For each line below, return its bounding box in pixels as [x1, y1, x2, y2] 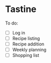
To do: [5, 20, 18, 26]
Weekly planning [12, 46, 47, 53]
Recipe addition [12, 41, 45, 47]
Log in [12, 29, 26, 35]
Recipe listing [12, 35, 40, 41]
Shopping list [12, 52, 40, 58]
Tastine [5, 3, 37, 15]
